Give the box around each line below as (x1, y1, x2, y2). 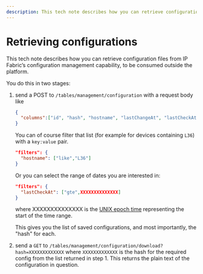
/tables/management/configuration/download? (49, 243, 163, 249)
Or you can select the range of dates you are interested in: (14, 172, 161, 179)
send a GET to (14, 242, 48, 249)
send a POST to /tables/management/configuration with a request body (14, 91, 193, 99)
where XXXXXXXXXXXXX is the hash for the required (65, 249, 187, 256)
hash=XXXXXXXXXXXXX (14, 249, 65, 256)
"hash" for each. (14, 230, 56, 238)
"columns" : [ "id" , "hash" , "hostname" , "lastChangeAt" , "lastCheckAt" (21, 115, 199, 121)
